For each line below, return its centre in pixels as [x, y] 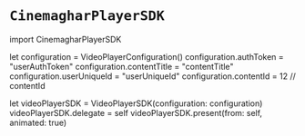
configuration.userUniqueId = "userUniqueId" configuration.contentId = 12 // [152, 76]
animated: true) [38, 122]
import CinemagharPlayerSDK [66, 39]
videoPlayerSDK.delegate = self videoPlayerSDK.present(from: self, [136, 112]
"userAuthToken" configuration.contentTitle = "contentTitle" [122, 66]
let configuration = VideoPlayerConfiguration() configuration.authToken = [147, 56]
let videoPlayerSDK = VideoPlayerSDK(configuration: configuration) [136, 103]
